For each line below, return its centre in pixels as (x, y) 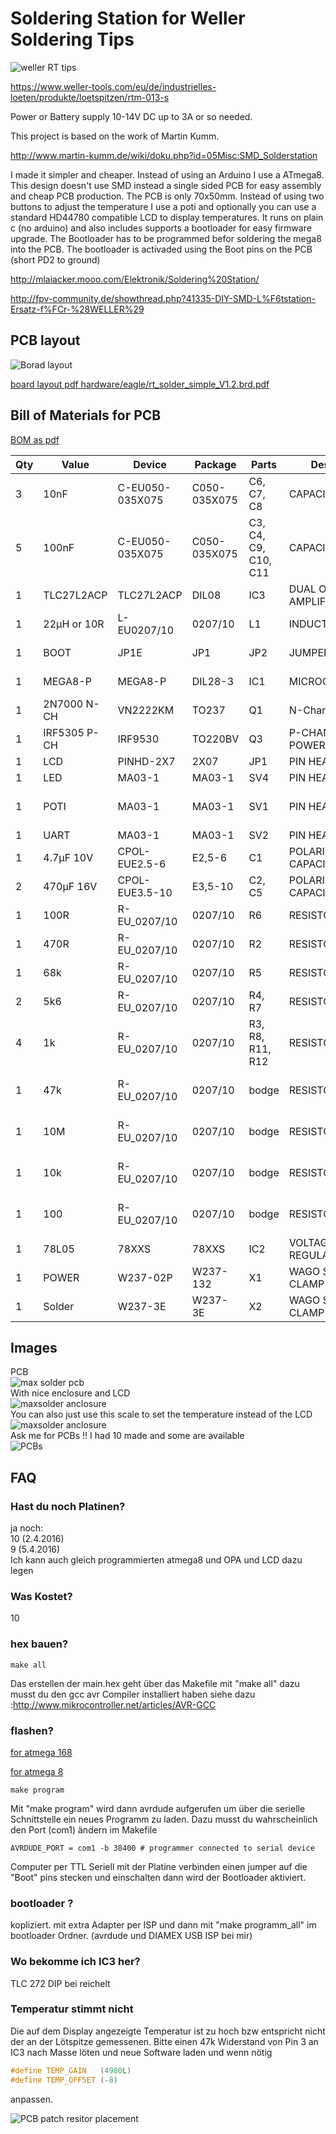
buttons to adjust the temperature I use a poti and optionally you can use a (163, 206)
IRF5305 (64, 732)
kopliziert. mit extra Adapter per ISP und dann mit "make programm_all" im (163, 1925)
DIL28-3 (213, 681)
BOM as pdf (35, 439)
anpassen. (31, 2099)
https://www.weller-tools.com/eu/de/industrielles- (113, 86)
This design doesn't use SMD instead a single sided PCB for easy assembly (166, 185)
